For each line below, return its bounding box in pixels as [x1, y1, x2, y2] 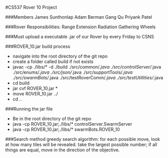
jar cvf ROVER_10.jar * [12, 85, 58, 91]
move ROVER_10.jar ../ [12, 91, 58, 96]
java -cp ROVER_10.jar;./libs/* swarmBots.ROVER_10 [12, 126, 120, 132]
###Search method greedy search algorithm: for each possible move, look [5, 136, 160, 142]
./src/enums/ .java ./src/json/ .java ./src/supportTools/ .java [12, 69, 133, 75]
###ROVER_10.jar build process [5, 43, 71, 49]
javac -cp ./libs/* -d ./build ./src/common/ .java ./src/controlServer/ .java [12, 64, 161, 70]
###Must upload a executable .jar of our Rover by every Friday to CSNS [5, 34, 154, 39]
